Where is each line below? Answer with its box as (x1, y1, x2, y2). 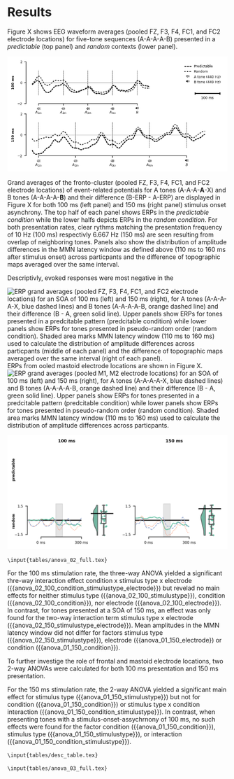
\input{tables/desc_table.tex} (7, 752, 98, 759)
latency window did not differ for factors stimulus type (7, 628, 163, 637)
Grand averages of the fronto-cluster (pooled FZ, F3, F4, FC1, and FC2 (7, 178, 210, 187)
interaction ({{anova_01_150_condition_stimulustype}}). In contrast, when (7, 708, 216, 716)
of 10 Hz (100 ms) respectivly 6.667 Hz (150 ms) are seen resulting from (7, 230, 214, 239)
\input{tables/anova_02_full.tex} (7, 556, 108, 563)
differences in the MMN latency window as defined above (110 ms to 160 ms (7, 246, 226, 254)
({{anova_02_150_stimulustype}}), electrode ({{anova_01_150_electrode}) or (7, 636, 222, 644)
